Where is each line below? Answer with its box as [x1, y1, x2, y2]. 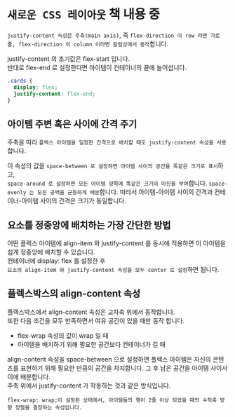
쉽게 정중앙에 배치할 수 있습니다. [7, 248, 96, 257]
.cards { [7, 77, 33, 84]
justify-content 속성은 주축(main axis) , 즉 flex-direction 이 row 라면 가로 [7, 31, 220, 39]
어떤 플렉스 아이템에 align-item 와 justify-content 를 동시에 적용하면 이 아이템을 [7, 239, 226, 247]
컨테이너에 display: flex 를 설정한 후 [7, 257, 106, 265]
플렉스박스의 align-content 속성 [7, 288, 141, 300]
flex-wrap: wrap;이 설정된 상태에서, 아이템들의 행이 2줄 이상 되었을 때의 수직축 [7, 397, 217, 404]
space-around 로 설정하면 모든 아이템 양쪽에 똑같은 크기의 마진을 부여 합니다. [7, 179, 208, 188]
